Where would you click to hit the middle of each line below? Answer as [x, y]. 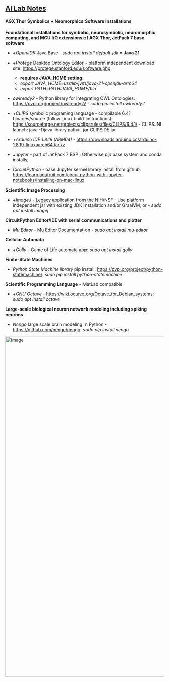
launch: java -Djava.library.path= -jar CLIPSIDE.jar [64, 129]
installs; [20, 160]
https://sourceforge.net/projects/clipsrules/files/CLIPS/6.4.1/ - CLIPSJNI [87, 124]
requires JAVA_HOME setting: [52, 78]
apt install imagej [30, 210]
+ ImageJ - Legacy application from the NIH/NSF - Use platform [78, 200]
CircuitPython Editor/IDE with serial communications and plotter [74, 220]
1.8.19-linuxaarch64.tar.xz [39, 144]
